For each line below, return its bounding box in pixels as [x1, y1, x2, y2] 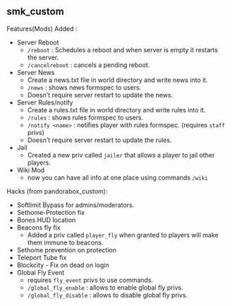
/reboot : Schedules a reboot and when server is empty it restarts [27, 45, 219, 54]
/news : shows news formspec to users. [27, 83, 142, 91]
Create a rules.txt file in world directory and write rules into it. [27, 105, 206, 114]
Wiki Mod [16, 165, 45, 174]
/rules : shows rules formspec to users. [27, 113, 144, 122]
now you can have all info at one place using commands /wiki [27, 173, 209, 182]
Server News [16, 68, 55, 76]
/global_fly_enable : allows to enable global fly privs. [27, 283, 184, 292]
